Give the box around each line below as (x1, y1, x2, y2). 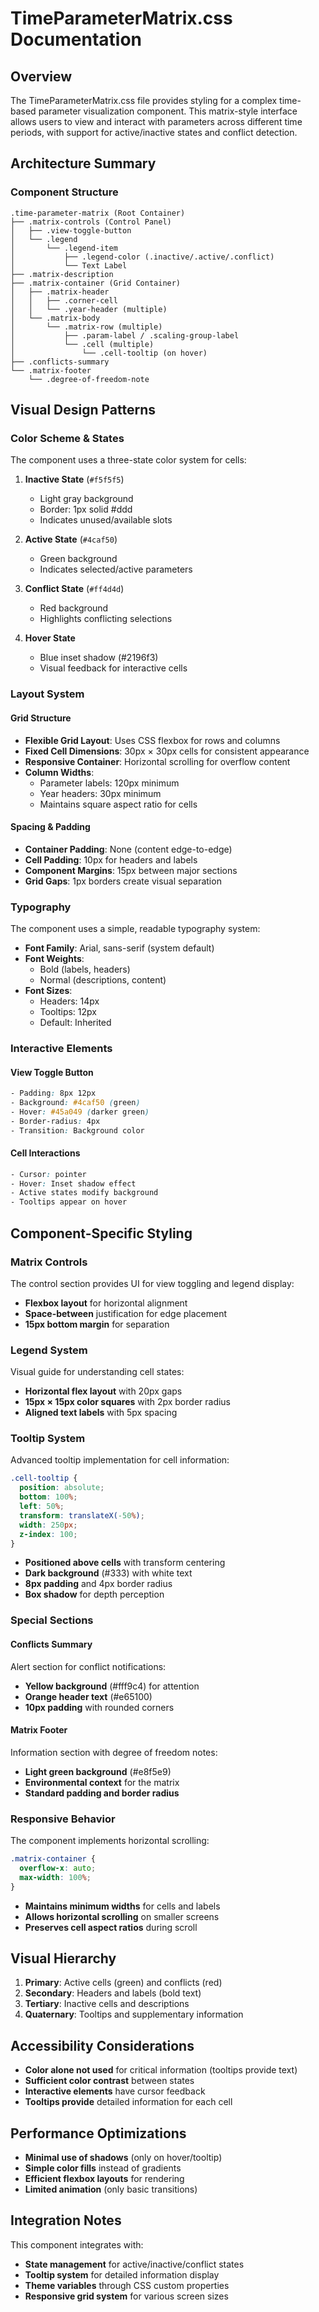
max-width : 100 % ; (19, 1872, 92, 1882)
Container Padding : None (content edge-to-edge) (24, 843, 233, 855)
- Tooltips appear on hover (10, 1197, 128, 1207)
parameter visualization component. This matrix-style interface (38, 105, 298, 117)
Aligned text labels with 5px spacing (24, 1407, 178, 1419)
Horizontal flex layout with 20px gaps (24, 1385, 183, 1397)
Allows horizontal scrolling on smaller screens (24, 1910, 220, 1922)
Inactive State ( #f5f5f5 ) (24, 473, 125, 486)
